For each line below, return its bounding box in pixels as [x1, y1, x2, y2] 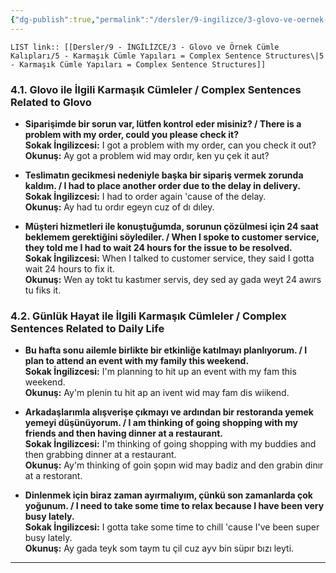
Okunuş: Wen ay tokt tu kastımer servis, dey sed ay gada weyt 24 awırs [24, 273, 322, 285]
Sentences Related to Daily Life [10, 321, 165, 335]
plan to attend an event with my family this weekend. [24, 355, 250, 367]
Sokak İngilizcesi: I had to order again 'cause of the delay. [24, 190, 267, 202]
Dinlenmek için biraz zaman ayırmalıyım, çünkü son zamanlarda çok [24, 489, 313, 501]
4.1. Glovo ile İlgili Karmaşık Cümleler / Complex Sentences [10, 82, 302, 96]
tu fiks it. [24, 284, 62, 296]
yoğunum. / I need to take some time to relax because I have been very [24, 500, 325, 512]
